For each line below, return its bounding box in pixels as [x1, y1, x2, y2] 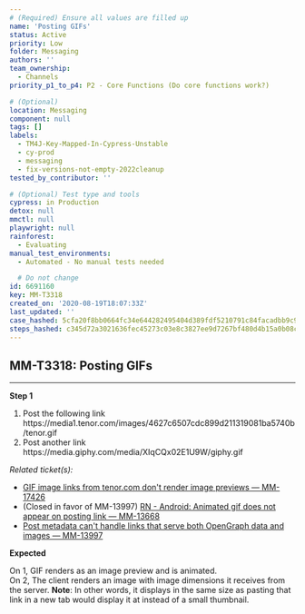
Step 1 [9, 391, 34, 401]
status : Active [9, 30, 67, 39]
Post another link [22, 437, 86, 448]
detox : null [9, 206, 54, 216]
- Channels [17, 73, 59, 82]
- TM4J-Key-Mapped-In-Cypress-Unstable [17, 140, 169, 149]
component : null [9, 114, 71, 124]
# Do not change [17, 273, 79, 282]
